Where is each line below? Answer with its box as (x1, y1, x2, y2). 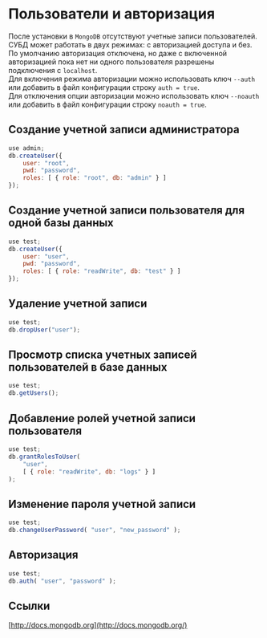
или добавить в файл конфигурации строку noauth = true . (8, 100, 207, 109)
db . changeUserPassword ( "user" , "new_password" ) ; (8, 526, 181, 534)
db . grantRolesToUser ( (8, 453, 81, 461)
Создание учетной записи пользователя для (8, 204, 245, 217)
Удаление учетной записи (8, 297, 148, 311)
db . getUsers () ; (8, 389, 59, 397)
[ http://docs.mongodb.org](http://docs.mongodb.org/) (8, 620, 188, 630)
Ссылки (8, 599, 51, 612)
